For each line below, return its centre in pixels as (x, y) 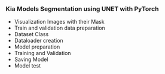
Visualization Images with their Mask (59, 22)
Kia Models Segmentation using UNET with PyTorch (82, 9)
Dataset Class (31, 34)
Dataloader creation (39, 41)
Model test (27, 66)
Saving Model (31, 59)
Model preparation (37, 47)
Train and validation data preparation (59, 28)
